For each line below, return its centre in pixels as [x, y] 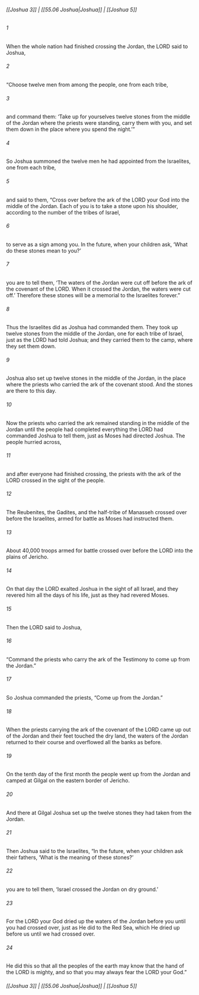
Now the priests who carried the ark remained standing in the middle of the [98, 423]
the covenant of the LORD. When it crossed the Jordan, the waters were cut [99, 289]
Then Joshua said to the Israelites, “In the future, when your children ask [95, 851]
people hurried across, [34, 442]
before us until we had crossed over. [51, 934]
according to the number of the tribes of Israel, [63, 212]
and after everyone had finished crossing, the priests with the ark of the [94, 474]
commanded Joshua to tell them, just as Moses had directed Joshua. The [96, 436]
